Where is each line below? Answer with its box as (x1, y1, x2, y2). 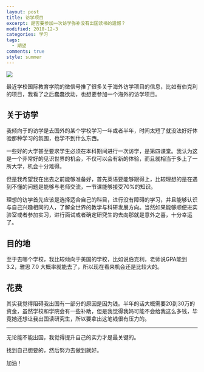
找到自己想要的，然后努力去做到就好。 (6, 347, 102, 354)
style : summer (6, 54, 42, 60)
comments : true (6, 49, 45, 55)
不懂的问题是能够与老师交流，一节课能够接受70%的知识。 (11, 183, 157, 191)
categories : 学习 (6, 32, 49, 38)
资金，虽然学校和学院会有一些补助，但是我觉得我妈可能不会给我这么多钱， (6, 308, 192, 315)
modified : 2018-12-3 (6, 25, 59, 32)
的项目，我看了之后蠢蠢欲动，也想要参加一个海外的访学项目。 (6, 90, 161, 98)
